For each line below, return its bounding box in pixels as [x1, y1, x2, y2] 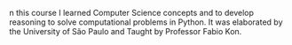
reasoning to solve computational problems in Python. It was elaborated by [9, 17, 283, 27]
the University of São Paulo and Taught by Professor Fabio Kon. [9, 26, 242, 36]
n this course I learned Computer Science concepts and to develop [9, 8, 255, 18]
